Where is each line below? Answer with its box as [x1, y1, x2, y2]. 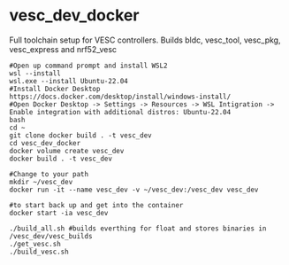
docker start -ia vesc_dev [9, 208, 109, 217]
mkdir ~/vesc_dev [9, 177, 73, 186]
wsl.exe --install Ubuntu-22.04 [9, 76, 128, 85]
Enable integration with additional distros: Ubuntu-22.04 [9, 107, 232, 116]
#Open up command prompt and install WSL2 [9, 61, 168, 70]
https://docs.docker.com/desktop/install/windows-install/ [9, 92, 232, 101]
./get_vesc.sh [9, 239, 62, 248]
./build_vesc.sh [9, 247, 69, 256]
